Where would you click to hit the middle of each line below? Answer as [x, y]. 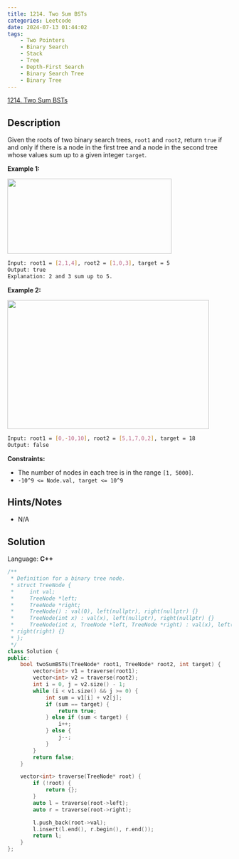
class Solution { [33, 651]
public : [19, 658]
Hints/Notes [35, 502]
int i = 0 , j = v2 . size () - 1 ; [79, 685]
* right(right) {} [38, 632]
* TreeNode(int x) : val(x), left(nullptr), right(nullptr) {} [112, 618]
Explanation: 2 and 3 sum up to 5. [60, 276]
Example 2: [24, 290]
